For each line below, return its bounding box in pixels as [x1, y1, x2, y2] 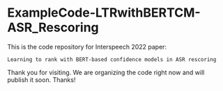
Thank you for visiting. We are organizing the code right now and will [7, 68, 205, 76]
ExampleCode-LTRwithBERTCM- [7, 5, 201, 21]
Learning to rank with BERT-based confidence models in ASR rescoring [7, 56, 217, 63]
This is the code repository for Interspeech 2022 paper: [7, 42, 167, 51]
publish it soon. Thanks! [7, 75, 76, 84]
